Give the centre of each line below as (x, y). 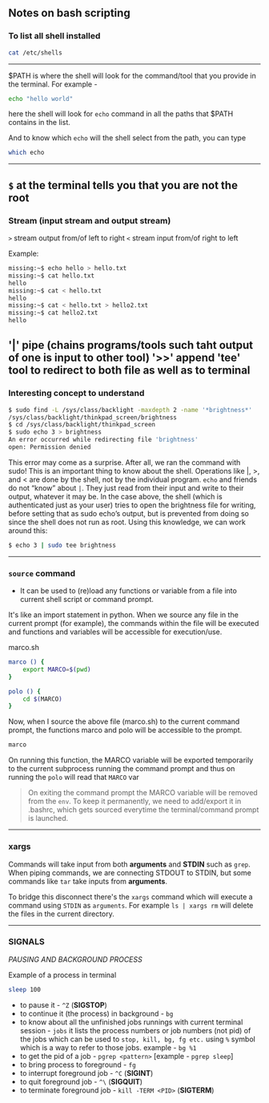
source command (42, 573)
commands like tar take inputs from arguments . (88, 881)
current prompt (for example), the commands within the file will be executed (134, 624)
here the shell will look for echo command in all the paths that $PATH (121, 114)
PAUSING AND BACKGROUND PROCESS (75, 959)
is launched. (48, 818)
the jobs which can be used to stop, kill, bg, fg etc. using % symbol (138, 1039)
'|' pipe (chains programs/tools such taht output (131, 345)
